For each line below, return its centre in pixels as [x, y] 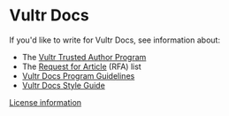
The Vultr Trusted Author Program [84, 57]
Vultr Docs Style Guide [64, 85]
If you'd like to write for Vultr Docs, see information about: [115, 40]
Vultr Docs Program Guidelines [78, 75]
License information [46, 102]
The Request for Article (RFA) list [81, 66]
